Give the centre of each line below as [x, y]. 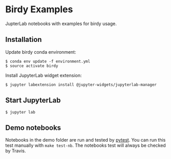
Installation [24, 40]
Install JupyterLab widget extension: [44, 75]
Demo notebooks [33, 128]
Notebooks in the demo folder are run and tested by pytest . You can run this [85, 140]
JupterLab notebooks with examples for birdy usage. [61, 24]
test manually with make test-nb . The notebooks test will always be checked [86, 145]
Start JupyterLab [33, 100]
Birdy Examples [39, 9]
